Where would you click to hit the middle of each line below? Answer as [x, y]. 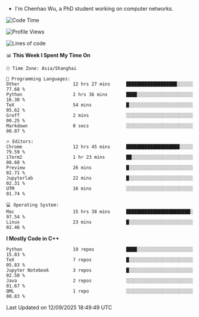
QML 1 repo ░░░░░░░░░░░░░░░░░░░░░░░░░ [100, 291]
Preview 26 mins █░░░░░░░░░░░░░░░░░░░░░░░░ [100, 168]
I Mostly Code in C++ [33, 238]
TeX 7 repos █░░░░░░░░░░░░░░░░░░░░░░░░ [100, 260]
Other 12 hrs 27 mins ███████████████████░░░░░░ [100, 84]
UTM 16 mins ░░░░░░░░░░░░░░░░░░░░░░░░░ [100, 189]
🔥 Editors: [20, 141]
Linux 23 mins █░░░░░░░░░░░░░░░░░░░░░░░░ [100, 222]
